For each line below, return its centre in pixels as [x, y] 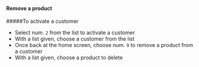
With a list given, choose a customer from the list [75, 39]
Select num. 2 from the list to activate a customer [75, 33]
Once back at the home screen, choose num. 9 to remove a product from [104, 45]
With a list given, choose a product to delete [69, 58]
